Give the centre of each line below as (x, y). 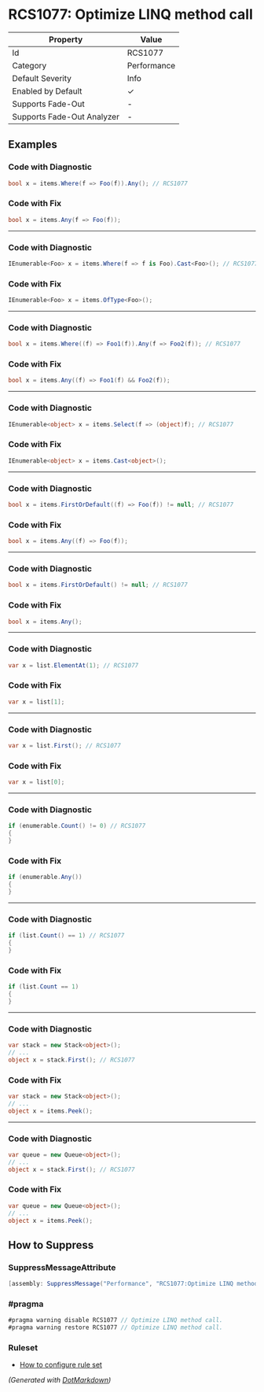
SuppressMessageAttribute (62, 1267)
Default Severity (42, 78)
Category (29, 65)
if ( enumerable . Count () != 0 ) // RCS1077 (77, 826)
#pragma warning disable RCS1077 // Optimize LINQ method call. (115, 1320)
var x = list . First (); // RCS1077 (65, 746)
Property (66, 39)
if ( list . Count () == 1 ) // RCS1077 (66, 936)
